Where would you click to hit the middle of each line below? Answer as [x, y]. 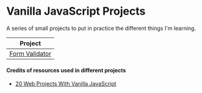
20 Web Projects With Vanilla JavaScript [66, 84]
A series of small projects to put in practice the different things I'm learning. [101, 28]
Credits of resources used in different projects [66, 70]
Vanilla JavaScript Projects [76, 11]
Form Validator [31, 53]
